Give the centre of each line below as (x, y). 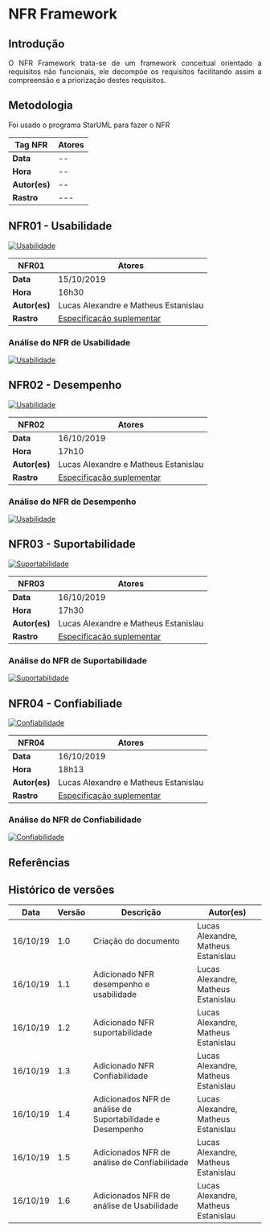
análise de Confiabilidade (141, 1163)
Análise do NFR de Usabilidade (70, 342)
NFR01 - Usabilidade (60, 226)
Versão (72, 912)
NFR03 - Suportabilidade (72, 544)
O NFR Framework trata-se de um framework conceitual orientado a (135, 63)
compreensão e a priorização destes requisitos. (87, 80)
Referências (39, 862)
